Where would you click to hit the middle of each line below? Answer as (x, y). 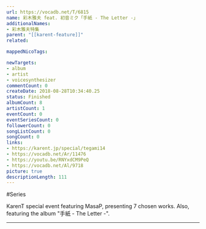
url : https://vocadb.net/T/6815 (48, 12)
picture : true (25, 171)
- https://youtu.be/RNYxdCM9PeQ (48, 160)
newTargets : (21, 63)
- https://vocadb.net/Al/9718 (45, 165)
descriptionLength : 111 (37, 177)
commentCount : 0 (27, 86)
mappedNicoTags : (27, 52)
